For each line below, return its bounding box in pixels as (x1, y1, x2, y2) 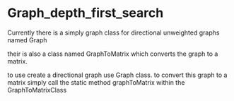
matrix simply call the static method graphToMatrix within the (7, 78, 185, 86)
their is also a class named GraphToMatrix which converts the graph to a (7, 49, 218, 58)
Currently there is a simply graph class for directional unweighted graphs (7, 28, 220, 37)
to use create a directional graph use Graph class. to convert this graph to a (7, 71, 228, 79)
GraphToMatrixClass (7, 85, 67, 94)
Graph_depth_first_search (7, 5, 164, 21)
